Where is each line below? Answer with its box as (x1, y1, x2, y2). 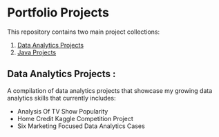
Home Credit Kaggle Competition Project (17, 114, 133, 123)
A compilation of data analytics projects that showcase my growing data (7, 86, 213, 94)
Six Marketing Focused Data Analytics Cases (17, 122, 145, 130)
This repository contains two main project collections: (7, 28, 160, 36)
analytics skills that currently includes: (7, 94, 116, 102)
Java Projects (17, 48, 57, 56)
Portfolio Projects (7, 5, 109, 21)
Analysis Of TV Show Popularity (17, 107, 108, 115)
